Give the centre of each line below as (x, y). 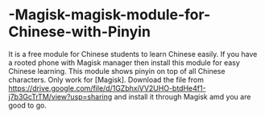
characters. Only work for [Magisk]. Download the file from (106, 79)
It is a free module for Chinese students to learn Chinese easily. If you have (133, 54)
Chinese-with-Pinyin (80, 32)
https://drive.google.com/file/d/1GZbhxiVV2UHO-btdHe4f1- (108, 88)
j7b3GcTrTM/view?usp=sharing (60, 96)
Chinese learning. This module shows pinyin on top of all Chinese (117, 71)
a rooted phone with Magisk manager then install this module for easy (124, 63)
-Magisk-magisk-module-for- (110, 15)
